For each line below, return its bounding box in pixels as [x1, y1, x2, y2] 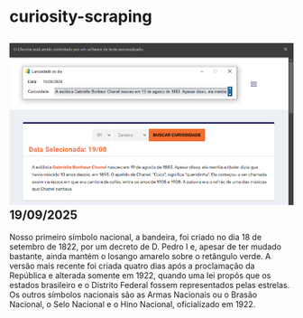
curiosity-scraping [9, 6, 152, 27]
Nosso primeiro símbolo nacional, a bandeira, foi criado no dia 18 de [9, 231, 262, 242]
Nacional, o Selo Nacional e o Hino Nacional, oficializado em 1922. [9, 298, 256, 309]
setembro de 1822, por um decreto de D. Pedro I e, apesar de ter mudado [9, 241, 282, 252]
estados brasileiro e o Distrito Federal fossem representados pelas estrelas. [9, 279, 290, 290]
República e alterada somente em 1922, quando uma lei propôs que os [9, 269, 271, 281]
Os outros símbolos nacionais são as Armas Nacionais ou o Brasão [9, 289, 258, 300]
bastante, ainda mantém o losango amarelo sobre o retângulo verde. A [9, 250, 271, 261]
